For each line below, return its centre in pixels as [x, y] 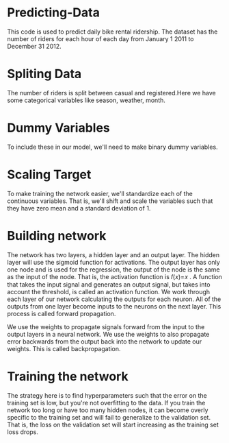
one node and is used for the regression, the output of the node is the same [113, 270]
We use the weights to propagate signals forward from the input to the [106, 326]
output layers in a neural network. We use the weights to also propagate [108, 334]
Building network [57, 236]
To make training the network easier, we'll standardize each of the [100, 193]
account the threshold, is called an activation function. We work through [109, 291]
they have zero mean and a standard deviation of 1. [79, 208]
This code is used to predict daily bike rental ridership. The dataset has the [112, 32]
